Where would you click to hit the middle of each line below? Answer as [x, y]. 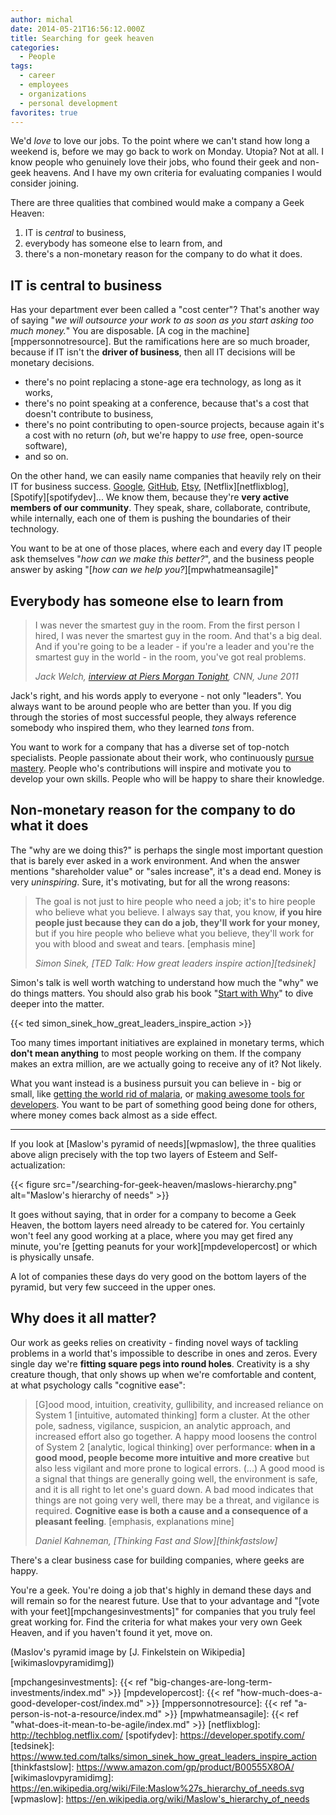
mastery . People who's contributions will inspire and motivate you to [151, 768]
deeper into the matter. [57, 1003]
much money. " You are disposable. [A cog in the [110, 331]
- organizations [53, 94]
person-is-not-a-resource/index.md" [86, 1713]
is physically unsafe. [52, 1257]
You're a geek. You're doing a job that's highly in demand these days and [161, 1590]
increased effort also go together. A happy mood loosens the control [175, 1436]
